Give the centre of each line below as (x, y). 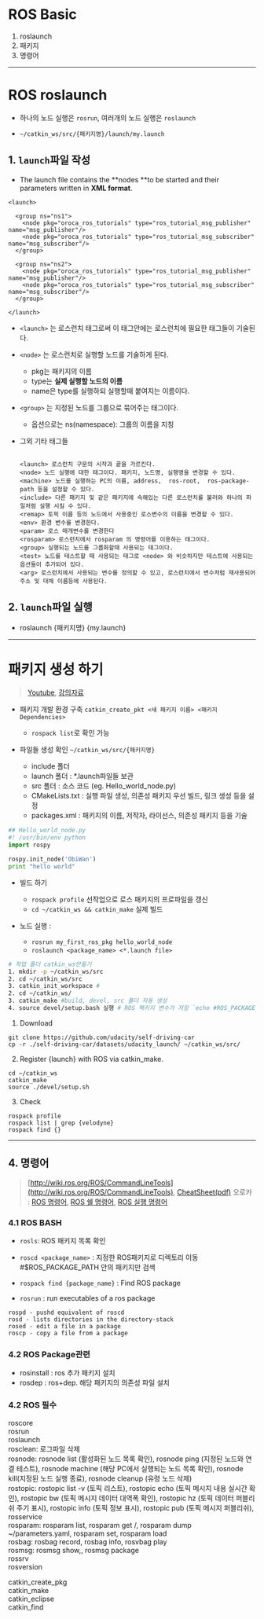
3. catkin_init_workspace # (54, 986)
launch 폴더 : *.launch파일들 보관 (82, 776)
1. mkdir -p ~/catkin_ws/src (56, 971)
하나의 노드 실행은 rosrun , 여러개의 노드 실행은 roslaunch (108, 117)
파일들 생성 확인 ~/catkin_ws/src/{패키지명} (87, 750)
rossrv (18, 1558)
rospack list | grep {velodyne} (61, 1123)
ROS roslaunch (58, 95)
